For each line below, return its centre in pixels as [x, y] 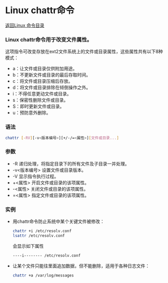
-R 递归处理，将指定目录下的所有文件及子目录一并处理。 [71, 163]
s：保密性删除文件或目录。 [40, 100]
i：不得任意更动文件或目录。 [42, 94]
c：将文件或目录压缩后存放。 [43, 81]
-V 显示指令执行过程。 [36, 176]
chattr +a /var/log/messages [43, 275]
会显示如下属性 [28, 246]
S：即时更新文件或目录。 [38, 106]
